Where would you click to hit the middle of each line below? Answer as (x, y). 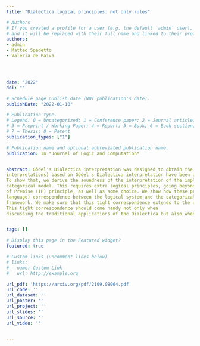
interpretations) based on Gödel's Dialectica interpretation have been (98, 175)
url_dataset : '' (26, 295)
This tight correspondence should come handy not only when (82, 208)
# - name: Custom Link (34, 268)
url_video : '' (24, 323)
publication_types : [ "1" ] (38, 137)
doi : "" (16, 88)
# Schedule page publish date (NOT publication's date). (78, 98)
